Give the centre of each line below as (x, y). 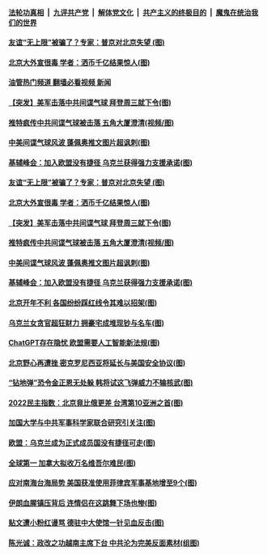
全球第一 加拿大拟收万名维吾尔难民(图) (72, 463)
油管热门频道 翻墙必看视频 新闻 (60, 83)
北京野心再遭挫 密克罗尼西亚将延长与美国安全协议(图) (97, 362)
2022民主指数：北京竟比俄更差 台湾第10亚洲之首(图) (96, 402)
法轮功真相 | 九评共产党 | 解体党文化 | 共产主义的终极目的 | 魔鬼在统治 (130, 12)
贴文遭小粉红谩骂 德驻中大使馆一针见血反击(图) (86, 523)
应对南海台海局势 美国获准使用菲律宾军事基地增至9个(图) (103, 483)
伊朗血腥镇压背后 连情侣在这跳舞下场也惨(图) (83, 502)
